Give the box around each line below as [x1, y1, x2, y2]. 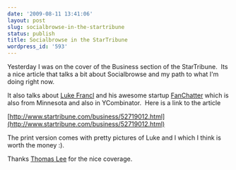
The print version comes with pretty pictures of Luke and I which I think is [7, 133, 221, 142]
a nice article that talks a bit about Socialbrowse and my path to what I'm [7, 70, 219, 78]
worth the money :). [7, 141, 65, 149]
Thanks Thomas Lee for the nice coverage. [7, 154, 133, 163]
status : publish [7, 30, 55, 37]
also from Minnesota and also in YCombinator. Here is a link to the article [7, 99, 221, 107]
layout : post [7, 17, 46, 24]
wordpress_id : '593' [7, 43, 69, 50]
